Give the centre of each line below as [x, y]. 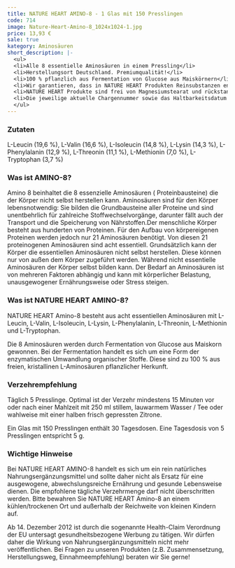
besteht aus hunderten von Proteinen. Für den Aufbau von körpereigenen [113, 230]
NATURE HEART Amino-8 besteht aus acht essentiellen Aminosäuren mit [112, 315]
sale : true [23, 40]
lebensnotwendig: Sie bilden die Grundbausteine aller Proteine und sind [111, 208]
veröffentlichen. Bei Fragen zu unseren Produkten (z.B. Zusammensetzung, [116, 550]
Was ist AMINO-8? [40, 178]
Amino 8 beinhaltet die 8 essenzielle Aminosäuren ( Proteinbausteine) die [113, 193]
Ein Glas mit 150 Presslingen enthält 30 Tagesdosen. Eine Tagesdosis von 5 [116, 429]
